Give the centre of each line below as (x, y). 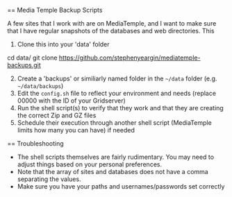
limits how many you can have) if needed (76, 130)
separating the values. (49, 179)
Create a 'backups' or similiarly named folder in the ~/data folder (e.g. (117, 78)
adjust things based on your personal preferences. (89, 164)
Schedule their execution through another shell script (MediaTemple (114, 123)
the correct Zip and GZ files (57, 115)
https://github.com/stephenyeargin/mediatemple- (130, 58)
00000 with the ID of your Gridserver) (72, 101)
